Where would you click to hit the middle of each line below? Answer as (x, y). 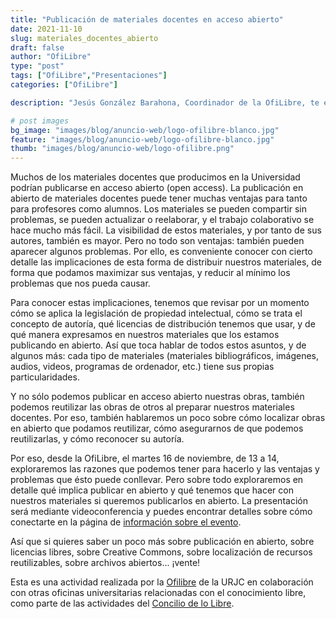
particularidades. (45, 377)
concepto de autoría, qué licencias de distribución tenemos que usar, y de (163, 324)
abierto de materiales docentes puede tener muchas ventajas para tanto (159, 198)
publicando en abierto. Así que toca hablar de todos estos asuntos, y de (158, 345)
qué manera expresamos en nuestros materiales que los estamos (145, 335)
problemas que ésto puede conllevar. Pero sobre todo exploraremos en (157, 480)
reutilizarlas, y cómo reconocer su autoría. (97, 439)
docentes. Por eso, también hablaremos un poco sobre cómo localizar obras (168, 418)
